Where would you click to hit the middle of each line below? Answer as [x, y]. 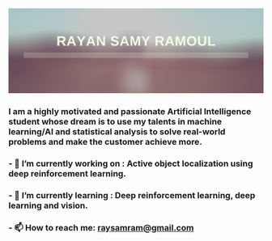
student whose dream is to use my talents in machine [115, 121]
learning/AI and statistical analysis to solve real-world [117, 131]
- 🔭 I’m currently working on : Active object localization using [131, 163]
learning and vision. [49, 205]
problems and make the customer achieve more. [105, 142]
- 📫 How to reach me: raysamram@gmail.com [101, 227]
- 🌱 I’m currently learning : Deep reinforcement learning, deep [132, 195]
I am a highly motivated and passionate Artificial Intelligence [130, 111]
